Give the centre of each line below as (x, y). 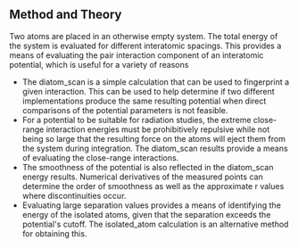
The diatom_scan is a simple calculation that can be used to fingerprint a (156, 82)
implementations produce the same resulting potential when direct (144, 101)
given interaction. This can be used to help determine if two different (148, 91)
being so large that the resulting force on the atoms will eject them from (153, 138)
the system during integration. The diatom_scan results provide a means (155, 148)
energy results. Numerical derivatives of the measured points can (142, 177)
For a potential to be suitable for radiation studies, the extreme (137, 120)
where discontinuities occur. (74, 195)
